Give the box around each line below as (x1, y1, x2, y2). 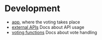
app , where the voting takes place (11, 19, 80, 25)
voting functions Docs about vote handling (11, 29, 97, 35)
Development (4, 3, 61, 14)
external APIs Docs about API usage (11, 24, 84, 30)
